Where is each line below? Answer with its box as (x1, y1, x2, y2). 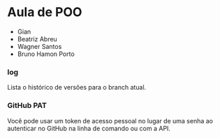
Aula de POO (7, 4, 82, 20)
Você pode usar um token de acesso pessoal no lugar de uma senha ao (7, 116, 214, 125)
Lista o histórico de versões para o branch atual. (7, 83, 147, 92)
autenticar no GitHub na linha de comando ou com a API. (7, 124, 171, 132)
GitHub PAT (7, 101, 47, 111)
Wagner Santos (17, 42, 62, 50)
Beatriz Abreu (17, 34, 57, 43)
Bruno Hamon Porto (17, 50, 75, 58)
